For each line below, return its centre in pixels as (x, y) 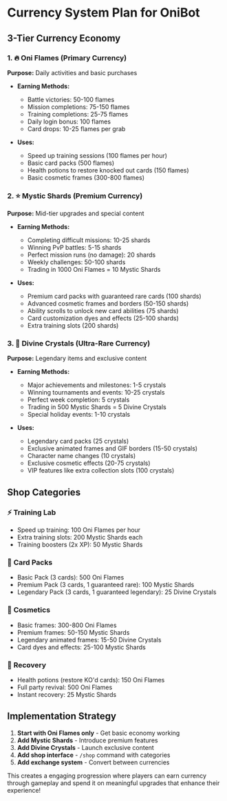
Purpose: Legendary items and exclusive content (77, 358)
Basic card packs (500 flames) (71, 163)
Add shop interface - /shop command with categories (94, 755)
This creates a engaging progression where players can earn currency (107, 775)
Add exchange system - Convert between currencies (93, 762)
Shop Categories (44, 492)
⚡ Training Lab (32, 512)
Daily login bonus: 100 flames (69, 121)
